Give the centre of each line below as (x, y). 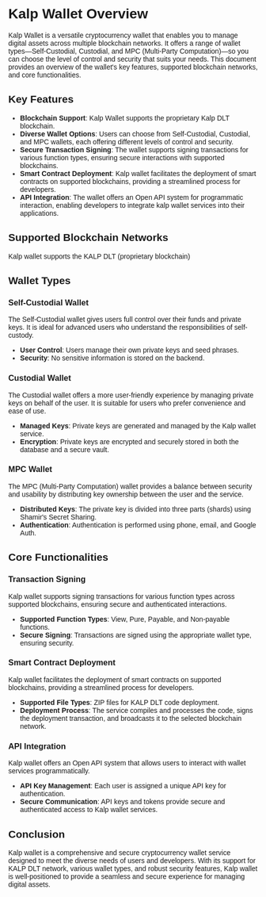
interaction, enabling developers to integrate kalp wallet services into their (132, 205)
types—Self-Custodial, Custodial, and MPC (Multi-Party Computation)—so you (129, 51)
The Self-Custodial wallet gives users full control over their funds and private (125, 320)
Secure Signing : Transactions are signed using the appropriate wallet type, (135, 635)
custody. (21, 335)
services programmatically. (49, 771)
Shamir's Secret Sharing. (58, 517)
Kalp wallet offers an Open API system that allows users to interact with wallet (127, 763)
